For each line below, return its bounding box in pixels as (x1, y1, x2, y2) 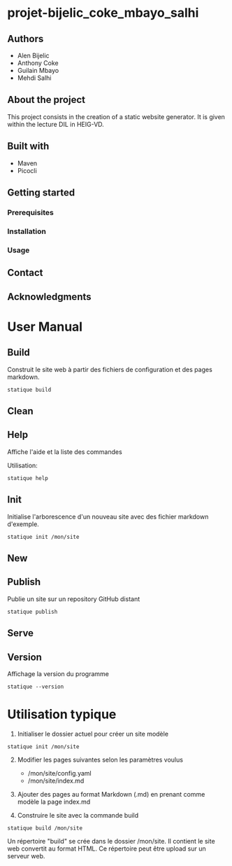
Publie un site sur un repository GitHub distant (7, 594, 140, 603)
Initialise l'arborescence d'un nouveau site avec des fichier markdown (7, 512, 209, 521)
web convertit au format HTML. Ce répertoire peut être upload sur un (7, 844, 206, 853)
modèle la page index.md (17, 797, 91, 806)
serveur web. (7, 851, 45, 860)
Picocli (17, 166, 37, 174)
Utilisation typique (7, 706, 117, 722)
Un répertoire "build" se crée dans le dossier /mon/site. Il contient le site (7, 837, 215, 845)
